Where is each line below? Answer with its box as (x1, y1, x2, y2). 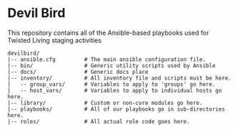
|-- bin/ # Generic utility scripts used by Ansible (7, 62, 216, 69)
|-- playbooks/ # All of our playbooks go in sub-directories (7, 105, 225, 113)
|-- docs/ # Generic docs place (7, 68, 149, 75)
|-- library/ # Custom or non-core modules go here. (7, 99, 203, 106)
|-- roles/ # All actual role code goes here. (7, 118, 191, 125)
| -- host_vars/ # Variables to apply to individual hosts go (7, 87, 222, 94)
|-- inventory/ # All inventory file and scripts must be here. (7, 75, 232, 82)
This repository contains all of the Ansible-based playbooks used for (7, 28, 209, 37)
